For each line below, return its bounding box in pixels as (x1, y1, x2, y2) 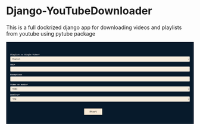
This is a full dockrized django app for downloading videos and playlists (6, 24, 182, 31)
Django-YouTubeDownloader (6, 4, 152, 18)
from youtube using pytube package (6, 30, 96, 37)
